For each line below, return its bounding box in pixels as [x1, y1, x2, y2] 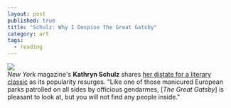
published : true [7, 17, 55, 24]
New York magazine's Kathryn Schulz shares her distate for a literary [7, 70, 212, 78]
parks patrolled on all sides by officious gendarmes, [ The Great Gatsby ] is [7, 85, 224, 93]
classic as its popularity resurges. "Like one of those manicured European [7, 77, 224, 86]
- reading [14, 43, 43, 50]
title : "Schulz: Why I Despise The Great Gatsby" [7, 23, 158, 31]
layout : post [7, 10, 46, 18]
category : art [7, 30, 50, 38]
